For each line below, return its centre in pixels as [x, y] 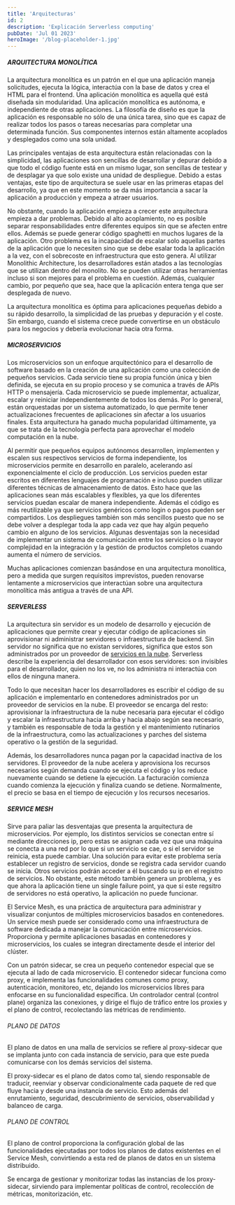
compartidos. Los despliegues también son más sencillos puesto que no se [116, 517]
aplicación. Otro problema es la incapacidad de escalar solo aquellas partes [116, 241]
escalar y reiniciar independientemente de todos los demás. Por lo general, [115, 400]
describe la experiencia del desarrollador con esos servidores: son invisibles [117, 662]
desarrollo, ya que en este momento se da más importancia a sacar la [108, 190]
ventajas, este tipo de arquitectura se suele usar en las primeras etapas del [115, 183]
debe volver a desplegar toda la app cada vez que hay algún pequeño [108, 525]
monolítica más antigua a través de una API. [71, 591]
